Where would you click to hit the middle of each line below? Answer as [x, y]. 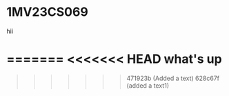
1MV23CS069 [48, 12]
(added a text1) [148, 85]
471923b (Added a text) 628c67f [173, 78]
